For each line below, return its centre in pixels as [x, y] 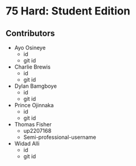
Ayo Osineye [30, 48]
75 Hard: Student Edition [68, 11]
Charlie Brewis [32, 67]
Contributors [30, 33]
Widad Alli [27, 143]
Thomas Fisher [33, 124]
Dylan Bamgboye [36, 86]
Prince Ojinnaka [34, 105]
